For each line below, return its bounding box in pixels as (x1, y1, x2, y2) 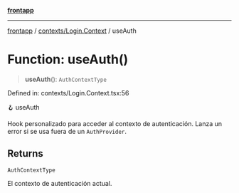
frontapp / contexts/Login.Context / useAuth (7, 26, 137, 35)
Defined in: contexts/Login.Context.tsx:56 (7, 88, 129, 97)
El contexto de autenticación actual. (7, 179, 112, 187)
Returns (7, 147, 44, 160)
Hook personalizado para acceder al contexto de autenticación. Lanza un (7, 119, 223, 127)
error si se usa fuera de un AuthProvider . (7, 127, 127, 135)
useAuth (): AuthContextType (24, 75, 107, 83)
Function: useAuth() (7, 51, 129, 68)
